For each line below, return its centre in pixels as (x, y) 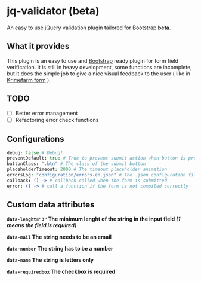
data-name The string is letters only (50, 260)
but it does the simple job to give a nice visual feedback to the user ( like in (98, 74)
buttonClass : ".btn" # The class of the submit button (76, 164)
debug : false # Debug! (35, 153)
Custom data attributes (51, 205)
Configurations (35, 139)
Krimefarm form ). (29, 80)
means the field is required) (42, 225)
